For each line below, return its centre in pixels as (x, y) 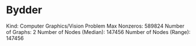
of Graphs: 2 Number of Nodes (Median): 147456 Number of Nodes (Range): (98, 32)
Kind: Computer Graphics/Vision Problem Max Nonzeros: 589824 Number (95, 26)
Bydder (24, 10)
